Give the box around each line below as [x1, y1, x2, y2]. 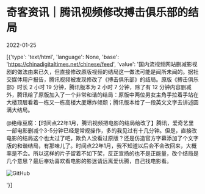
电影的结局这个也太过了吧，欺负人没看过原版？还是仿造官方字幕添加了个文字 [6, 134, 199, 142]
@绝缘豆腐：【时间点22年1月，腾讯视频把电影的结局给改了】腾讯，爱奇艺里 [6, 119, 194, 126]
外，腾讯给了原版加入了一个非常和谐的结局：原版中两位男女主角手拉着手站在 [6, 91, 199, 98]
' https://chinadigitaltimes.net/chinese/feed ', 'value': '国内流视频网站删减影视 [6, 60, 198, 68]
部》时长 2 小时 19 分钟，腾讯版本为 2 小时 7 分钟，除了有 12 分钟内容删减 [6, 83, 192, 90]
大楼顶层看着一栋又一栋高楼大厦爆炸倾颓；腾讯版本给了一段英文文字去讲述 [6, 98, 193, 106]
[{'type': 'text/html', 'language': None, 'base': [6, 53, 120, 60]
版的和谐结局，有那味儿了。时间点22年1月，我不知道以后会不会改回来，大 [6, 142, 192, 149]
